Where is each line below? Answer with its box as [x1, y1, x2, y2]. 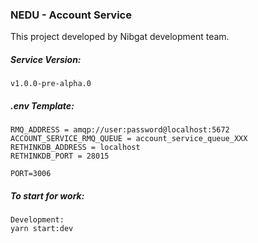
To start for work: [10, 189, 85, 202]
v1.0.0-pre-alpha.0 [10, 79, 92, 89]
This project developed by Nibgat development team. [10, 31, 230, 43]
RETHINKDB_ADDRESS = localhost [10, 143, 141, 153]
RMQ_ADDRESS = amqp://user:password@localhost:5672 [10, 125, 230, 135]
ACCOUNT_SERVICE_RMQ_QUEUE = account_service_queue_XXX [10, 134, 248, 144]
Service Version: [10, 53, 82, 65]
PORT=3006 [10, 169, 52, 179]
